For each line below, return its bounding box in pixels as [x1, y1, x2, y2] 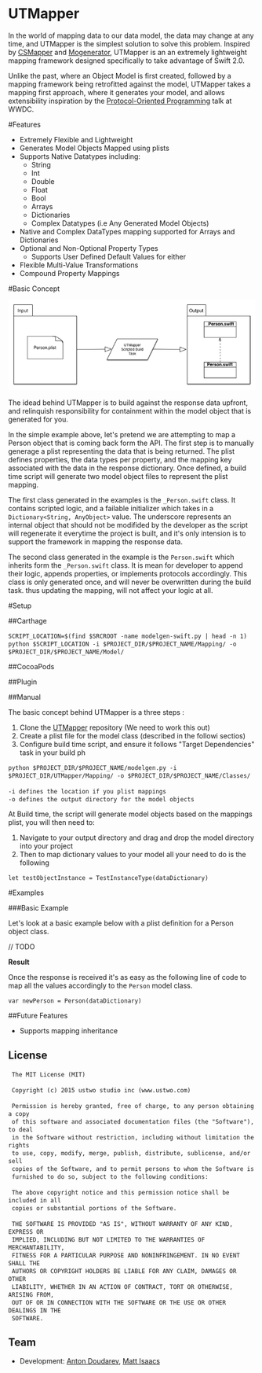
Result [8, 957, 30, 966]
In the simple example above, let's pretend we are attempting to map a [8, 429, 236, 439]
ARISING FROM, [8, 1290, 55, 1298]
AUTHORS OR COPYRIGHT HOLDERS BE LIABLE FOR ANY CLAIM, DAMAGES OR [11, 1267, 237, 1275]
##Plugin [8, 677, 38, 686]
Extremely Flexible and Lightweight [19, 134, 133, 144]
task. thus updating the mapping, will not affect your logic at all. [8, 585, 213, 594]
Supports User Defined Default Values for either [31, 252, 187, 261]
